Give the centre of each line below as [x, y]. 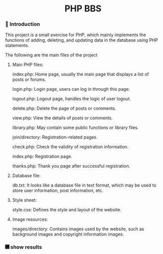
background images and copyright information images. [68, 234]
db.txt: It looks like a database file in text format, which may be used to [84, 185]
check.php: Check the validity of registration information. [70, 147]
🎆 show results [23, 247]
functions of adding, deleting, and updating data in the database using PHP [81, 40]
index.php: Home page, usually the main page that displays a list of [81, 74]
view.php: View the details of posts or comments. [62, 118]
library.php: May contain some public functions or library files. [76, 127]
